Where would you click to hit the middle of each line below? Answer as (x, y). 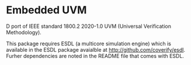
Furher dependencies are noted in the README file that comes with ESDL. (95, 56)
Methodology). (24, 32)
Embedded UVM (46, 10)
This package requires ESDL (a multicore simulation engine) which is (88, 44)
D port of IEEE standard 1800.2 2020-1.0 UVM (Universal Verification (88, 26)
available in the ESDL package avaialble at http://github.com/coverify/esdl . (96, 49)
